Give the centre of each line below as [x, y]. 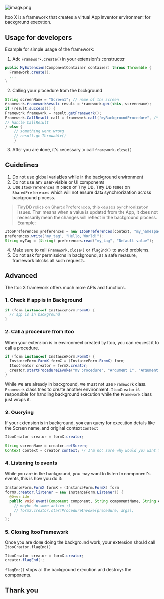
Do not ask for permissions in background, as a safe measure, [74, 255]
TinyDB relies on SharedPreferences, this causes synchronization [83, 207]
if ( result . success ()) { [30, 109]
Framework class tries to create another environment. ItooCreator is [72, 389]
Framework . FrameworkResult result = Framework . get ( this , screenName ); [78, 104]
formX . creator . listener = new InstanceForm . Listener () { [64, 492]
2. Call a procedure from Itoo [40, 332]
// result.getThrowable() [40, 136]
